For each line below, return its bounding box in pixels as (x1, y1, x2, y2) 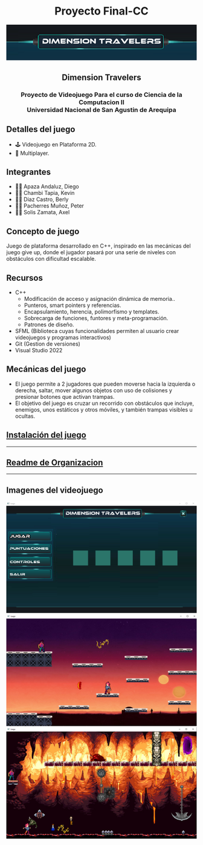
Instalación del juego (6, 430, 86, 440)
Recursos (6, 272, 43, 283)
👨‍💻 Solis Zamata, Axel (14, 209, 70, 216)
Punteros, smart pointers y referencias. (24, 301, 121, 309)
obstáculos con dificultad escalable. (6, 255, 97, 263)
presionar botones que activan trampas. (14, 393, 115, 400)
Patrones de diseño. (24, 321, 74, 328)
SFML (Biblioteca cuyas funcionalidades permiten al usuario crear (14, 327, 179, 334)
